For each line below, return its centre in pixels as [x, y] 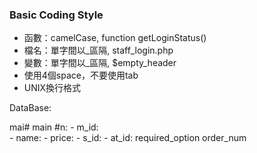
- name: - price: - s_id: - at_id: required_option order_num [128, 138]
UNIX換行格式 [52, 88]
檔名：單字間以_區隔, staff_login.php [98, 50]
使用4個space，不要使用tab [81, 75]
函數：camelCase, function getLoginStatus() [115, 38]
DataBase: [30, 108]
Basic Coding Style [56, 15]
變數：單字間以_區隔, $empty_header [100, 63]
